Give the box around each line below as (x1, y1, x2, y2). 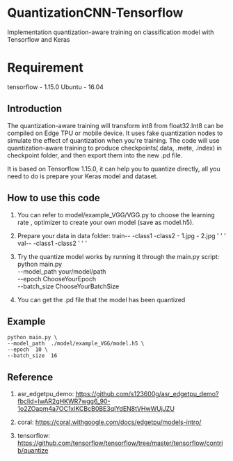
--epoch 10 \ (7, 346, 49, 353)
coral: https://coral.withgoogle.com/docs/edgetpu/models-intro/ (17, 418, 202, 426)
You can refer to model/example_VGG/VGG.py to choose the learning (17, 210, 216, 219)
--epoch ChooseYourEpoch (17, 274, 96, 283)
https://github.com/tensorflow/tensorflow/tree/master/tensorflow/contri (17, 439, 223, 447)
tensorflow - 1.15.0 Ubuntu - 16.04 (7, 82, 104, 91)
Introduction (7, 103, 63, 115)
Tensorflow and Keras (7, 35, 70, 43)
